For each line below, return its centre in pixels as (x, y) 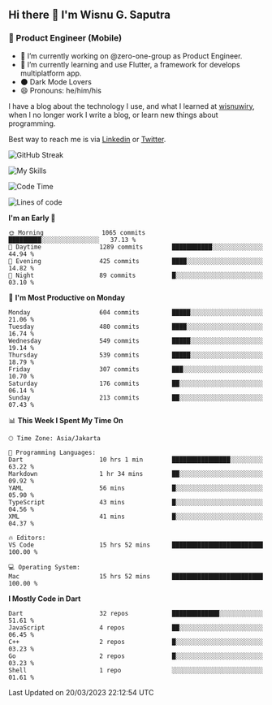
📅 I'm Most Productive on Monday (67, 297)
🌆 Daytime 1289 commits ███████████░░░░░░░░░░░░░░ (136, 247)
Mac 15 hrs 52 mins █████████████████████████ (136, 576)
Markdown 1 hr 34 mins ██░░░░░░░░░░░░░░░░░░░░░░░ (136, 474)
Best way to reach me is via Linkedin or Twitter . (87, 139)
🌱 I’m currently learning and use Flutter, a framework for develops (130, 64)
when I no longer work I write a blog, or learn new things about (113, 115)
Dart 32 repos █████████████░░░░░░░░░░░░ (136, 613)
